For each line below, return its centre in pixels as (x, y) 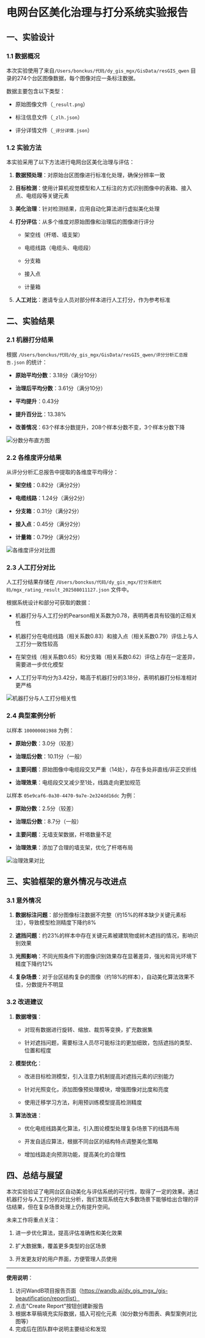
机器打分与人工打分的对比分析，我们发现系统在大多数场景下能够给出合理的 (100, 1199)
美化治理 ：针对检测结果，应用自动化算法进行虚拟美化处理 (87, 209)
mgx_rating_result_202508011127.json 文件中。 (73, 590)
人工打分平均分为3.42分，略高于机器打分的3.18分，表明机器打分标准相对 (106, 678)
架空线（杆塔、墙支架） (54, 235)
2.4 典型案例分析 (31, 716)
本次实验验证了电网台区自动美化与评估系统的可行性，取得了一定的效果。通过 (103, 1191)
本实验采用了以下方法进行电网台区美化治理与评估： (70, 162)
